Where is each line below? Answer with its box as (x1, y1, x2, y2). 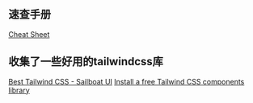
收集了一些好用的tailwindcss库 (8, 55, 164, 68)
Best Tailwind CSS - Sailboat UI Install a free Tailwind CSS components (8, 76, 245, 86)
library (8, 85, 30, 95)
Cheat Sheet (8, 29, 50, 39)
